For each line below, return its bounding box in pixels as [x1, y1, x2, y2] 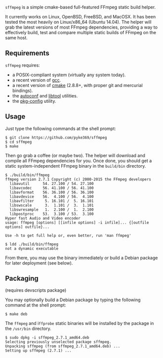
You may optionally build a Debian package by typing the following [5, 297, 141, 303]
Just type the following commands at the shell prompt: [5, 126, 116, 132]
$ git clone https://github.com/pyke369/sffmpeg [5, 135, 107, 140]
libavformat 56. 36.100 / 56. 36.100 [9, 190, 94, 195]
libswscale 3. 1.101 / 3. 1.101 [9, 203, 94, 208]
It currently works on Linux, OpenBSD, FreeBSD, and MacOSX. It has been [5, 14, 156, 19]
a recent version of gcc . [12, 77, 61, 83]
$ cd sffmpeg [5, 139, 32, 144]
